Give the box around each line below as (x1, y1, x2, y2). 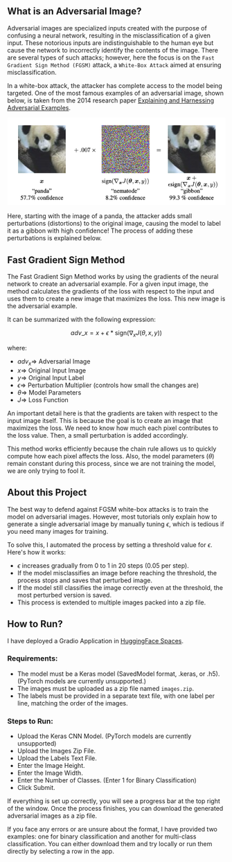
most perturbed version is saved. (17, 591, 112, 599)
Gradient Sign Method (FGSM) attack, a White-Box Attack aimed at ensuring (7, 60, 222, 69)
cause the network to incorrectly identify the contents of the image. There (7, 46, 219, 54)
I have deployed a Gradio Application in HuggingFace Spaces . (7, 636, 184, 645)
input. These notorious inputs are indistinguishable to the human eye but (7, 38, 214, 47)
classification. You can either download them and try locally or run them (7, 840, 213, 848)
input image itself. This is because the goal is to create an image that (7, 416, 203, 424)
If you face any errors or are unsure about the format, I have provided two (7, 825, 218, 834)
